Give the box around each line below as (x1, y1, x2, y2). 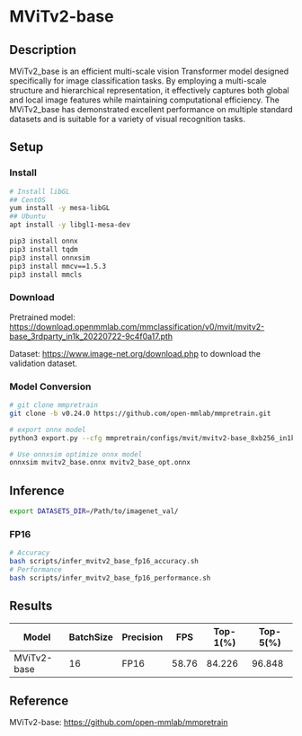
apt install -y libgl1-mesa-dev (9, 220, 130, 230)
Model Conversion (9, 380, 92, 393)
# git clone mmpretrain (9, 401, 99, 410)
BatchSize (68, 631, 114, 643)
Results (9, 599, 53, 614)
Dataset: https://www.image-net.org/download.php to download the (9, 348, 262, 359)
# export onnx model (9, 425, 87, 434)
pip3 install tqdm (9, 244, 78, 253)
